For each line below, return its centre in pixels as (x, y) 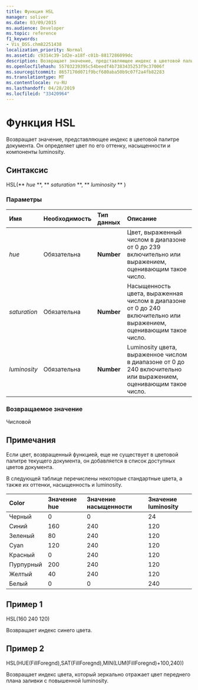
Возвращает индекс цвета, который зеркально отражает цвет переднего (98, 674)
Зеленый (22, 536)
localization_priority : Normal (44, 50)
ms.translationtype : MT (35, 77)
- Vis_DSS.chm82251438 (34, 45)
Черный (20, 516)
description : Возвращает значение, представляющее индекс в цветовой (93, 61)
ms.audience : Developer (35, 28)
